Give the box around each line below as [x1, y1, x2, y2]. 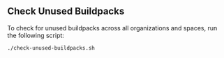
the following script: [7, 31, 65, 39]
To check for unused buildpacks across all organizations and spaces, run [7, 23, 218, 32]
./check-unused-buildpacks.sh [7, 44, 96, 51]
